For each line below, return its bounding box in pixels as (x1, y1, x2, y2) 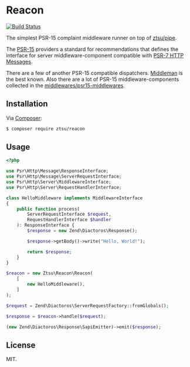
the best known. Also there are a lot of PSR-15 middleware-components (6, 76, 179, 83)
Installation (6, 99, 48, 109)
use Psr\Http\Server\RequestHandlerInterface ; (6, 184, 122, 191)
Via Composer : (6, 114, 42, 121)
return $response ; (27, 249, 72, 255)
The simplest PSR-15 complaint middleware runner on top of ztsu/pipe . (6, 34, 177, 41)
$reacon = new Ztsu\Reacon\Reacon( (6, 270, 93, 276)
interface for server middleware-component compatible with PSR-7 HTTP (6, 52, 184, 59)
